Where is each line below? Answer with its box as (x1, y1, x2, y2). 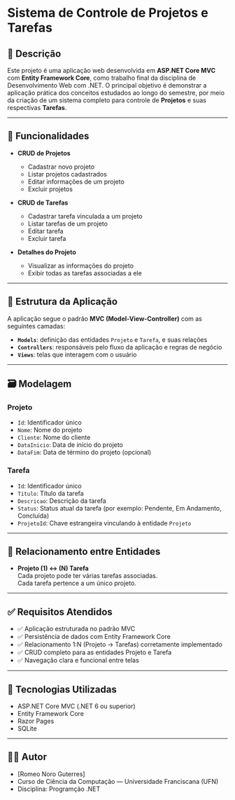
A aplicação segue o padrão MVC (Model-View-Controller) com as (7, 314, 203, 323)
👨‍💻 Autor (7, 751, 48, 763)
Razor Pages (17, 717, 55, 726)
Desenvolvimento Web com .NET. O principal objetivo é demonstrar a (7, 81, 207, 89)
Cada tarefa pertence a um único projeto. (17, 579, 136, 588)
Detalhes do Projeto (17, 247, 77, 256)
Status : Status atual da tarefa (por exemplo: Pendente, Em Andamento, (17, 504, 222, 512)
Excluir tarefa (27, 234, 66, 242)
